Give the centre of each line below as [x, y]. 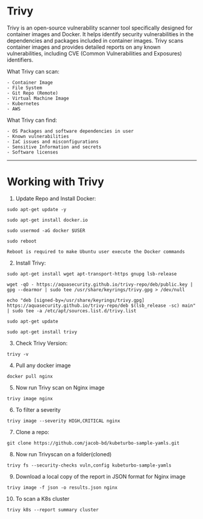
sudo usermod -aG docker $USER [46, 230]
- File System [25, 88]
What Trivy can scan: [33, 71]
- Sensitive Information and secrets [54, 147]
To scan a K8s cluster [42, 499]
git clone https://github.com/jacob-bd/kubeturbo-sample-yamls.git [93, 443]
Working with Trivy [55, 182]
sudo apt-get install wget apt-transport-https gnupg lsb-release [92, 274]
